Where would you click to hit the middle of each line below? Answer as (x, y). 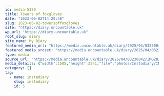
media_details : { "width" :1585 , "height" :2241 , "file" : (60, 64)
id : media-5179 (20, 9)
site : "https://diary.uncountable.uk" (44, 28)
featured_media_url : (26, 46)
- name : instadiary (29, 77)
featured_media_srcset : (29, 50)
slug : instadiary (31, 81)
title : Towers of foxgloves (34, 14)
